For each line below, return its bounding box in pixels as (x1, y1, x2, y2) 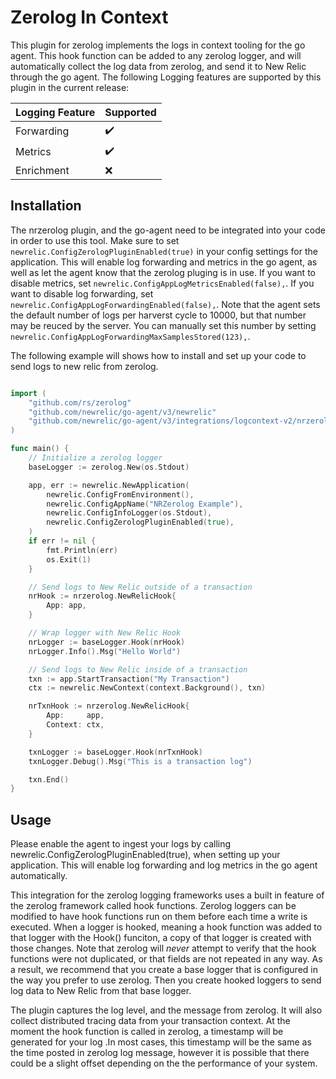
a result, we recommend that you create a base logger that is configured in (10, 964, 318, 976)
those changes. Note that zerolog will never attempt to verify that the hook (10, 942, 317, 955)
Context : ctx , (46, 720, 105, 730)
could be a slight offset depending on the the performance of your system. (10, 1057, 318, 1070)
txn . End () (28, 774, 70, 785)
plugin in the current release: (10, 81, 130, 93)
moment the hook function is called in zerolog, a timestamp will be (10, 1026, 284, 1038)
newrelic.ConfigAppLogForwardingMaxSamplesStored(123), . (10, 330, 251, 342)
